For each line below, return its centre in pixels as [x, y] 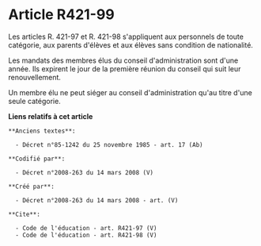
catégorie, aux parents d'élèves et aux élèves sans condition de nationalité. [130, 44]
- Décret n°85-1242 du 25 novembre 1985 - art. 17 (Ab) [109, 144]
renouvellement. [35, 77]
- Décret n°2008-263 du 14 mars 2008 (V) [85, 172]
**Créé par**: [32, 186]
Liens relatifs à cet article [51, 116]
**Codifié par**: [37, 159]
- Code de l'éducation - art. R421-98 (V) [86, 235]
